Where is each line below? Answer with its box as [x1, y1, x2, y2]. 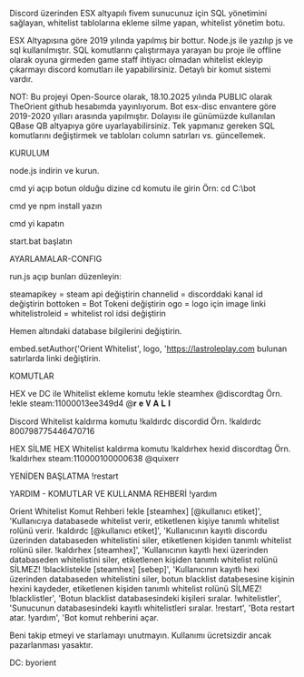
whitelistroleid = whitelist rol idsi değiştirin [9, 308, 166, 318]
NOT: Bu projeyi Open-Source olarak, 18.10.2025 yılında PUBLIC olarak [9, 91, 273, 102]
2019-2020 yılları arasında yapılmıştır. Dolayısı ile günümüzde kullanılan [9, 111, 276, 121]
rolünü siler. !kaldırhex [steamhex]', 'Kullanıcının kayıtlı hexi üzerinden [9, 545, 269, 555]
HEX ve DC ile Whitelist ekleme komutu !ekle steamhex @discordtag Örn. [9, 389, 283, 399]
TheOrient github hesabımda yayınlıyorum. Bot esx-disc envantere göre [9, 101, 277, 112]
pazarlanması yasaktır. [9, 640, 93, 650]
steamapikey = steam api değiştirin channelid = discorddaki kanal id [9, 288, 263, 299]
